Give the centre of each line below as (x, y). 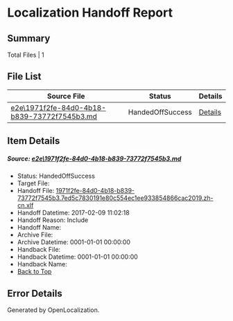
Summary (29, 38)
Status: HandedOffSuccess (56, 176)
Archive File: (35, 235)
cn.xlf (25, 205)
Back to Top (34, 272)
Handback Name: (42, 264)
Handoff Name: (39, 228)
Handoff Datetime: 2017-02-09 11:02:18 (73, 213)
